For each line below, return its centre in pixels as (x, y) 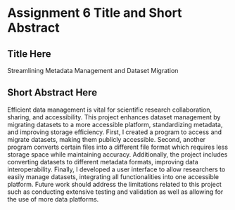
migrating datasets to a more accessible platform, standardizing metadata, (115, 124)
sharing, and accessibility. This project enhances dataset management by (114, 117)
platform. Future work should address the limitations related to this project (114, 184)
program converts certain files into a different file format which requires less (118, 147)
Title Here (29, 54)
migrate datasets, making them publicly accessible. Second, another (107, 139)
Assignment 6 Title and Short (95, 13)
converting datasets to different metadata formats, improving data (103, 162)
